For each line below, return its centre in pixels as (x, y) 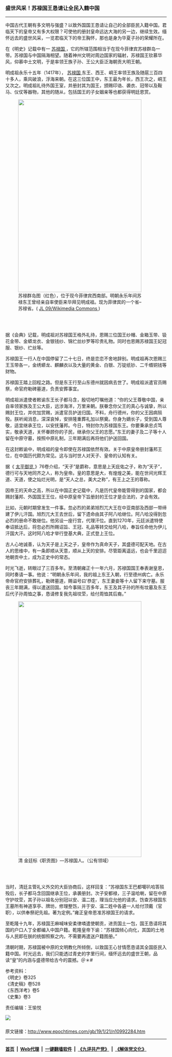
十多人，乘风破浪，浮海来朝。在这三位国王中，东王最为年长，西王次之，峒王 (86, 79)
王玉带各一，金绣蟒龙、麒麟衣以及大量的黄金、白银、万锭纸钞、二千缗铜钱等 (86, 365)
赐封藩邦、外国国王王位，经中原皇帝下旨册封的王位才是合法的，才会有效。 (84, 497)
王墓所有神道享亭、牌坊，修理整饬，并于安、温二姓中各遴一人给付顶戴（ (81, 906)
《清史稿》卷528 (23, 984)
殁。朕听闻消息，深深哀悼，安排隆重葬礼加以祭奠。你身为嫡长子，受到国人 (84, 419)
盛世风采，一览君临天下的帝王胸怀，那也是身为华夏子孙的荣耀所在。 (95, 38)
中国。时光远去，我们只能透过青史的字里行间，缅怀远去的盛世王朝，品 (83, 954)
